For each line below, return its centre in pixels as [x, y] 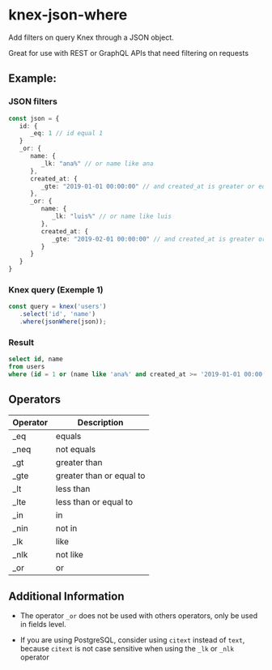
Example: [32, 79]
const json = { [34, 118]
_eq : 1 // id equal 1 [66, 134]
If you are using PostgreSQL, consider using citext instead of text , [132, 640]
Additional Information [66, 597]
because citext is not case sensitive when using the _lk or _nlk [127, 649]
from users [27, 367]
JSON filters [33, 101]
